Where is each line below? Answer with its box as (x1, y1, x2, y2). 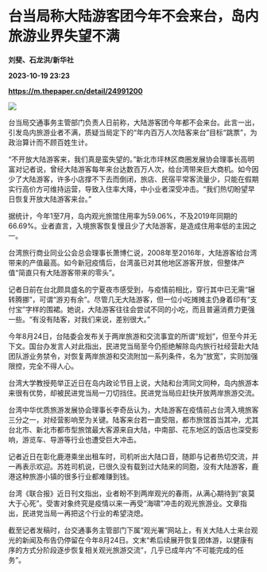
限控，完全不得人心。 (8, 361, 78, 371)
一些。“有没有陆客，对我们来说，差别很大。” (8, 314, 151, 324)
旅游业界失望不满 (8, 27, 121, 45)
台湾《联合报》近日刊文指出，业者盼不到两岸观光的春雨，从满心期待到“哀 (8, 488, 249, 498)
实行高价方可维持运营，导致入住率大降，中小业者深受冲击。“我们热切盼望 (8, 184, 249, 193)
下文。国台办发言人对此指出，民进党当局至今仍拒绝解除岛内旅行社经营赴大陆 (8, 341, 259, 351)
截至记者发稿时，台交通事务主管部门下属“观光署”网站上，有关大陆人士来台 (8, 525, 252, 535)
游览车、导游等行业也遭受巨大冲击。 (21, 434, 141, 444)
